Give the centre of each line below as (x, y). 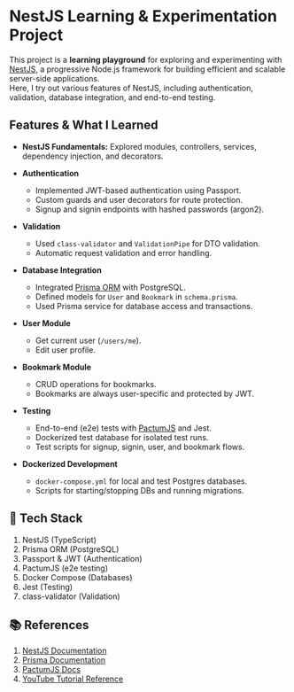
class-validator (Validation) (71, 596)
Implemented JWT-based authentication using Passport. (138, 190)
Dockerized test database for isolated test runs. (122, 437)
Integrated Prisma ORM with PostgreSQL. (110, 287)
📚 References (49, 625)
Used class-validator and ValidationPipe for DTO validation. (148, 243)
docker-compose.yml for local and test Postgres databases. (141, 481)
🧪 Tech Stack (46, 519)
